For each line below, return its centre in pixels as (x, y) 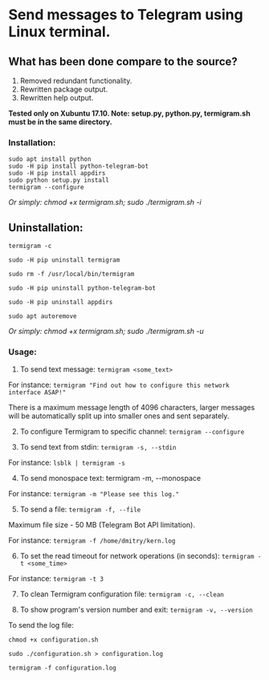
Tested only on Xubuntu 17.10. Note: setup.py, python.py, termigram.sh (129, 113)
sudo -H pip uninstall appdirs (61, 303)
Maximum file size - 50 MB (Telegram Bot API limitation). (102, 525)
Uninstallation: (46, 228)
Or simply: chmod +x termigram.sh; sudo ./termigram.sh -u (106, 332)
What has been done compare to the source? (123, 61)
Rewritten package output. (64, 89)
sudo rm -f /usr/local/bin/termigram (71, 275)
